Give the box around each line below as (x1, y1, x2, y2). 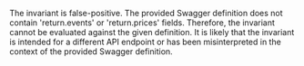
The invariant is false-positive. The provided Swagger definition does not (9, 8, 284, 18)
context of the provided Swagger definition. (9, 46, 173, 57)
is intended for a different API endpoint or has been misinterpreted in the (9, 36, 282, 47)
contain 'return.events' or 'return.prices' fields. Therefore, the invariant (9, 17, 276, 28)
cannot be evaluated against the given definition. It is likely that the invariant (9, 27, 295, 37)
